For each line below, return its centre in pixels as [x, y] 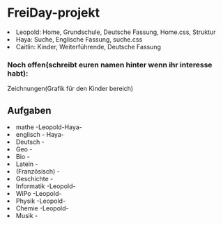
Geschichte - [35, 179]
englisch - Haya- [40, 135]
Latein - [27, 164]
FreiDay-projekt [54, 13]
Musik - [27, 216]
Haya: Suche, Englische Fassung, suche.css [79, 39]
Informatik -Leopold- [46, 186]
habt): [18, 73]
